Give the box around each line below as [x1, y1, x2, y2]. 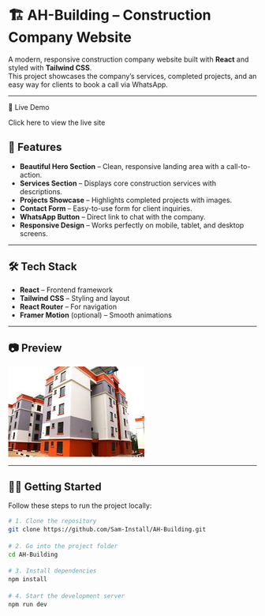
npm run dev [8, 600, 47, 608]
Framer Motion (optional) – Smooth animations [19, 310, 172, 320]
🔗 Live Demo [8, 102, 50, 111]
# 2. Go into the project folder [8, 542, 118, 550]
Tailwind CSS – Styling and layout [19, 293, 130, 302]
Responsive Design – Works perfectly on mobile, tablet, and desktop [19, 220, 244, 230]
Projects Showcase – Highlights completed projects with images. [19, 195, 233, 205]
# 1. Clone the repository [8, 517, 97, 525]
